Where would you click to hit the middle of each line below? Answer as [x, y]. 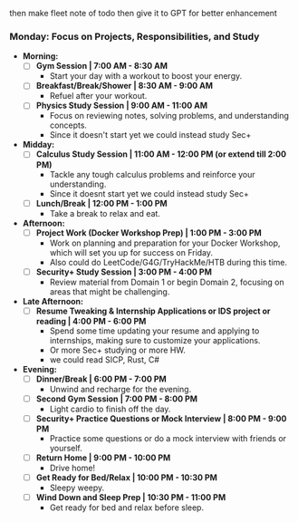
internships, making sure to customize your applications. [155, 340]
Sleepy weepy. [77, 488]
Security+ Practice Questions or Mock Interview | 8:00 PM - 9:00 [161, 418]
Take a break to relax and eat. [105, 213]
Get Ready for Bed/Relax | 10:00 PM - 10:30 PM [126, 478]
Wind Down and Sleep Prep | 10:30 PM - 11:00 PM [131, 498]
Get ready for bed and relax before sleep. [127, 507]
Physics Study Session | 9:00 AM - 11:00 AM [122, 106]
